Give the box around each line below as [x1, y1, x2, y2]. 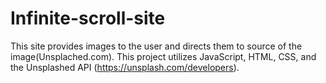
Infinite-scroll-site [10, 7, 166, 30]
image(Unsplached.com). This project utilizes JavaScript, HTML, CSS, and [10, 50, 317, 62]
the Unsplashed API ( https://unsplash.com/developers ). [10, 61, 240, 73]
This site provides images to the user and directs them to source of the [10, 40, 303, 52]
